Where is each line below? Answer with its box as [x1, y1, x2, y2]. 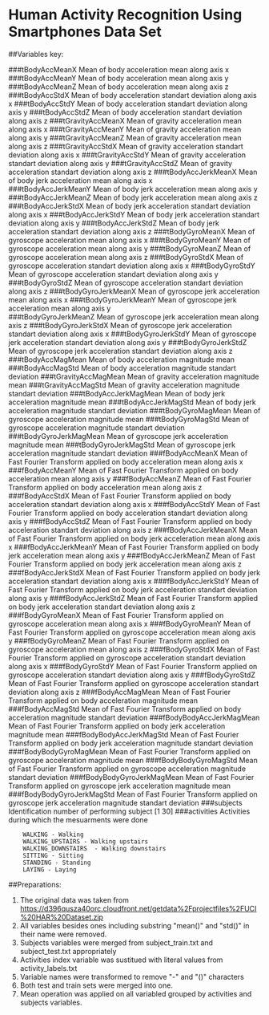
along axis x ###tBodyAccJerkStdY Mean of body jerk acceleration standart [8, 209, 260, 219]
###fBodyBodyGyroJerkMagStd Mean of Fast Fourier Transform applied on [8, 789, 258, 799]
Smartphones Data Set [8, 22, 163, 41]
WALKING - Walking [22, 830, 84, 838]
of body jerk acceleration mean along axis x [8, 175, 153, 185]
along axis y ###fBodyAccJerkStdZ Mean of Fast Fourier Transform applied [8, 593, 259, 603]
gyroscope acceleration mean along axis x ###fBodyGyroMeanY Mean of [8, 619, 251, 628]
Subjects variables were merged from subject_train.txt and [19, 937, 214, 948]
